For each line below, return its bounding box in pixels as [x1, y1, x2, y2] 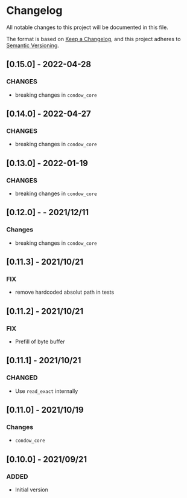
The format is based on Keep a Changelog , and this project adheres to [6, 35, 181, 42]
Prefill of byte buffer [14, 338, 65, 345]
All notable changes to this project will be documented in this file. [6, 24, 169, 31]
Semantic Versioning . [6, 42, 59, 49]
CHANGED [6, 373, 38, 382]
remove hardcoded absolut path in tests [14, 288, 115, 296]
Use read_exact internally [14, 387, 78, 395]
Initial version [14, 486, 48, 493]
